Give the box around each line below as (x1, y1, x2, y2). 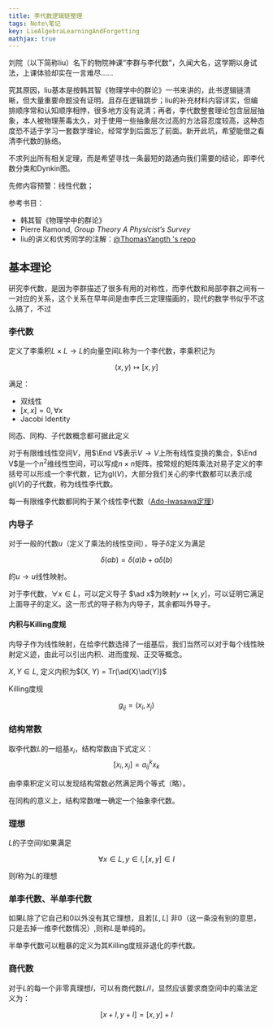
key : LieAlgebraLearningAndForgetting (8, 27, 140, 35)
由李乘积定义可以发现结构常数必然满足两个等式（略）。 (8, 778, 190, 788)
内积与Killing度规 (8, 619, 67, 629)
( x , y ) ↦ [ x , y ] (115, 363, 158, 372)
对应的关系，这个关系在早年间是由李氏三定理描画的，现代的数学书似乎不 (15, 294, 258, 303)
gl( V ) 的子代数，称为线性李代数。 (8, 479, 118, 489)
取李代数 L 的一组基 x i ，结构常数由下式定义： (8, 743, 154, 755)
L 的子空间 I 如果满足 (8, 838, 71, 848)
